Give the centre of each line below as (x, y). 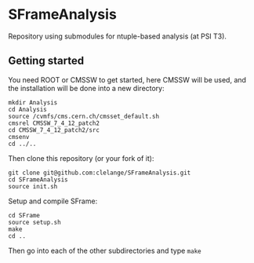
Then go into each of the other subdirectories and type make (105, 250)
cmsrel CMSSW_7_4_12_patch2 (54, 123)
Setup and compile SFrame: (53, 201)
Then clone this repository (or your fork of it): (81, 158)
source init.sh (33, 186)
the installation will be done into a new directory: (86, 88)
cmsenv (19, 137)
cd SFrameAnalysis (38, 179)
